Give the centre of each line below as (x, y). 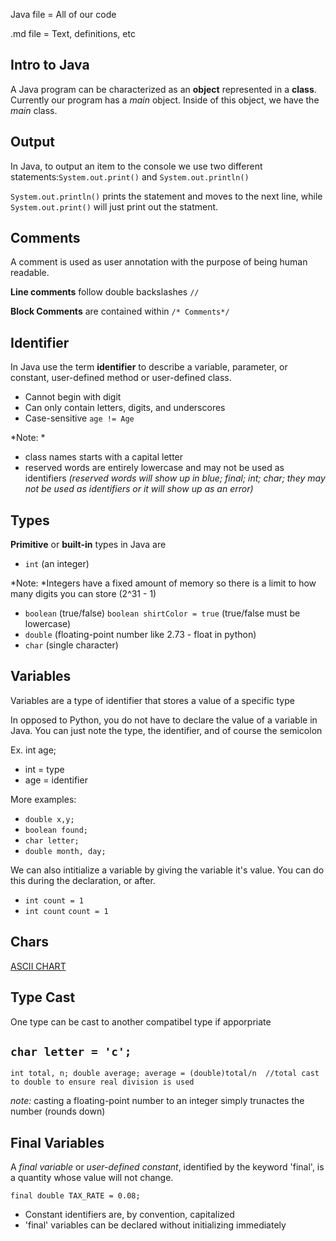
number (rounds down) (58, 1111)
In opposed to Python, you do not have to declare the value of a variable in (164, 720)
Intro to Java (50, 65)
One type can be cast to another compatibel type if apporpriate (141, 1021)
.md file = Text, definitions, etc (73, 33)
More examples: (43, 799)
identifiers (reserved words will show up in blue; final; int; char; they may (175, 478)
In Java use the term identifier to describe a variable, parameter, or (149, 367)
